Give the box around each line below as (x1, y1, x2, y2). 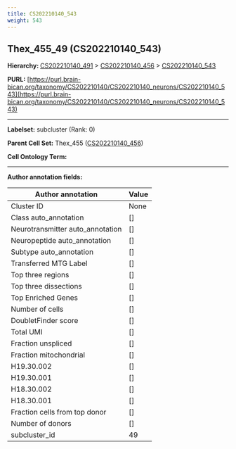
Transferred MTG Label (11, 258, 88, 268)
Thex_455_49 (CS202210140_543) (7, 43, 162, 55)
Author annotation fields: (7, 173, 83, 182)
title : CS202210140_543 (7, 10, 77, 18)
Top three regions (11, 270, 70, 280)
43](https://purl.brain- (7, 90, 72, 99)
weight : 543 (7, 17, 42, 24)
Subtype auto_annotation (11, 247, 93, 257)
